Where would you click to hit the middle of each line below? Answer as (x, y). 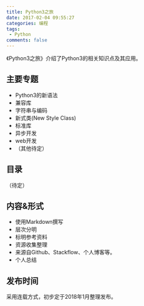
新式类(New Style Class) (46, 118)
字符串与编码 (31, 110)
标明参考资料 (31, 237)
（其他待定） (31, 148)
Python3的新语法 (36, 95)
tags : (13, 29)
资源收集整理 (31, 245)
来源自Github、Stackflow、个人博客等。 (65, 252)
